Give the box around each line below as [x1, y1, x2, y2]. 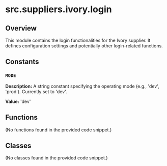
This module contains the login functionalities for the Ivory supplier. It [5, 37, 151, 43]
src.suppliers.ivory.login [5, 4, 112, 15]
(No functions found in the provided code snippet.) [5, 126, 112, 133]
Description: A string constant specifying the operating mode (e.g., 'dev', [5, 83, 159, 89]
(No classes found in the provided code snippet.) [5, 155, 108, 161]
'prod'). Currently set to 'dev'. [5, 88, 67, 95]
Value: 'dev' [5, 98, 31, 104]
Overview [5, 24, 37, 33]
